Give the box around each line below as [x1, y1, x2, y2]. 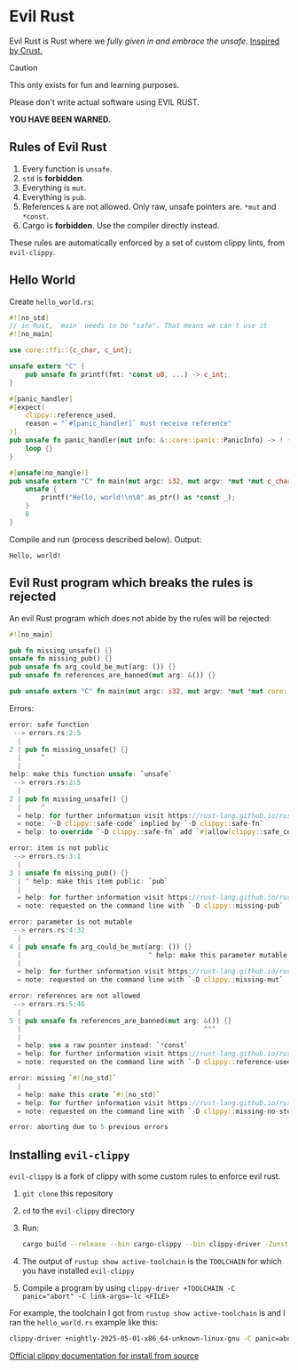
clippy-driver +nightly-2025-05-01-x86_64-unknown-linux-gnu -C [9, 1334, 252, 1343]
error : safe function [9, 720, 90, 729]
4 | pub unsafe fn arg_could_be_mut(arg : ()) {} [9, 942, 192, 951]
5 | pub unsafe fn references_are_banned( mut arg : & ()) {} [9, 1016, 232, 1025]
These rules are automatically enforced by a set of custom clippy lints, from [9, 237, 286, 248]
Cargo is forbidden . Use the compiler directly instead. [21, 220, 220, 230]
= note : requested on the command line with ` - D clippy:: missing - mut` [17, 975, 284, 984]
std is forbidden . [21, 172, 85, 183]
